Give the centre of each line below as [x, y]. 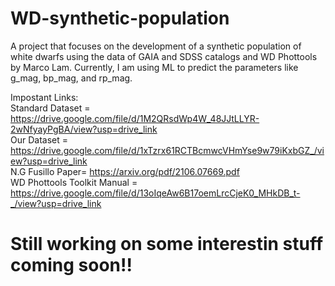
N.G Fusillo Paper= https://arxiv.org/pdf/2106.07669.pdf [125, 171]
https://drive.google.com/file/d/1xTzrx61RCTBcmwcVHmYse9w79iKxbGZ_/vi [167, 150]
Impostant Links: [44, 97]
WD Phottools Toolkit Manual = [74, 182]
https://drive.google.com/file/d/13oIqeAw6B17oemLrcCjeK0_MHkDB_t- [155, 193]
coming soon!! [71, 265]
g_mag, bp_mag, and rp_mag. [71, 78]
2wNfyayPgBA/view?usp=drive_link [84, 129]
